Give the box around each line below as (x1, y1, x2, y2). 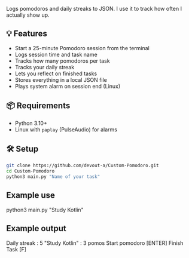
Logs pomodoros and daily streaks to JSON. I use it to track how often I (6, 5, 182, 12)
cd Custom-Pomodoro (6, 168, 55, 174)
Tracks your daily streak (14, 63, 75, 70)
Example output (6, 223, 67, 234)
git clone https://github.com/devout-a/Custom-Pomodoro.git (6, 162, 160, 169)
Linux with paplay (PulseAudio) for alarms (14, 125, 118, 133)
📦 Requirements (6, 101, 71, 111)
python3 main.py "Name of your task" (6, 174, 100, 180)
